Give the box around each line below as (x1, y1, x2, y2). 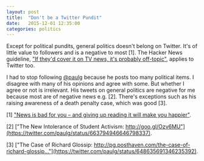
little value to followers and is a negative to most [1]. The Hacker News (6, 49, 183, 57)
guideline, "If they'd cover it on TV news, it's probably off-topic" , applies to (6, 55, 194, 63)
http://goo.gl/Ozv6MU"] (125, 123, 186, 131)
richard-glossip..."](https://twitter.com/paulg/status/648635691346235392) (6, 148, 197, 155)
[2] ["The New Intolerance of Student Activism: (6, 123, 124, 131)
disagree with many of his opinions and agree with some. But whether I (6, 80, 185, 87)
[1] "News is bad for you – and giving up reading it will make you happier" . (6, 111, 192, 118)
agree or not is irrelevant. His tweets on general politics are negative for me (6, 86, 195, 94)
